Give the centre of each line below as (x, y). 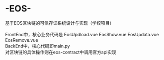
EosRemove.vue (22, 40)
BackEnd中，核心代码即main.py (38, 46)
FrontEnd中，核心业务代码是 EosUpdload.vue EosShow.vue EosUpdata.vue (82, 34)
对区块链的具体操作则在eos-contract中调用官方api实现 (61, 52)
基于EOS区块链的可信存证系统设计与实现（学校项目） (60, 23)
